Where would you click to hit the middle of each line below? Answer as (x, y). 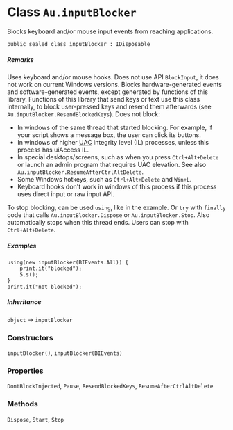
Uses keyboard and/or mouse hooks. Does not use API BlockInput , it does (113, 77)
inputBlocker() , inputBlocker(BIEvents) (65, 353)
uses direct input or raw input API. (66, 194)
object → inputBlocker (40, 319)
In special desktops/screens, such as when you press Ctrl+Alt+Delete (118, 157)
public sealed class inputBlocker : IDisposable (79, 44)
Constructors (30, 337)
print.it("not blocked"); (44, 287)
